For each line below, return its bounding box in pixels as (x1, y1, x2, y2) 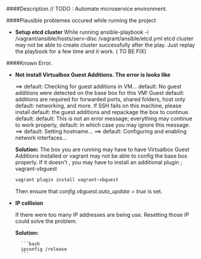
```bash (21, 241, 41, 247)
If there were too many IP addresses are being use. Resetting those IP (15, 211, 189, 218)
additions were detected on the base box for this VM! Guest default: (15, 89, 185, 96)
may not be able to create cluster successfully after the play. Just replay (15, 42, 196, 48)
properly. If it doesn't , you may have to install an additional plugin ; (15, 159, 183, 165)
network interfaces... (15, 134, 67, 141)
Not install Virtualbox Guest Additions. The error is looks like (15, 71, 171, 78)
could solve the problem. (15, 217, 77, 225)
